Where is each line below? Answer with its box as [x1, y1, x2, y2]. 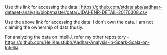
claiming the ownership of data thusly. [5, 24, 84, 30]
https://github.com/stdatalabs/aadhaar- [81, 4, 162, 10]
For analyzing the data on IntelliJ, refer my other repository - [5, 34, 129, 40]
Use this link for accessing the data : [5, 4, 80, 10]
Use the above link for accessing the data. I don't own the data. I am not [5, 19, 153, 25]
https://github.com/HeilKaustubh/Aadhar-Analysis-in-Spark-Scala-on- [5, 39, 150, 45]
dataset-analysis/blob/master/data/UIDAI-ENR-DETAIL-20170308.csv [5, 9, 147, 15]
